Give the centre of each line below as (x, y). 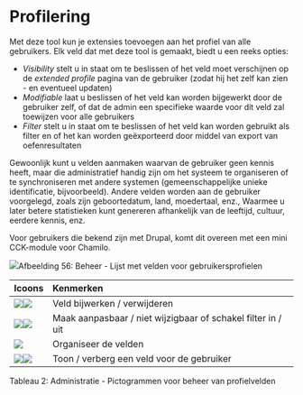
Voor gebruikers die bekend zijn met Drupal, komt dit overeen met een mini (148, 237)
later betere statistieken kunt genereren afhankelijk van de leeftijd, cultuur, (147, 210)
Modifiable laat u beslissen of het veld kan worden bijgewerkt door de (152, 97)
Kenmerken (78, 288)
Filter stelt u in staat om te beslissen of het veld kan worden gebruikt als (156, 126)
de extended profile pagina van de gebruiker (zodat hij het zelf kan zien (155, 78)
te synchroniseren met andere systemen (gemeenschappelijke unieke (138, 181)
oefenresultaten (52, 145)
